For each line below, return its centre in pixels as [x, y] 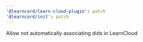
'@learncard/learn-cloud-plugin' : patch [56, 11]
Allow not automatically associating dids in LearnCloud [72, 33]
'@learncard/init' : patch [37, 17]
